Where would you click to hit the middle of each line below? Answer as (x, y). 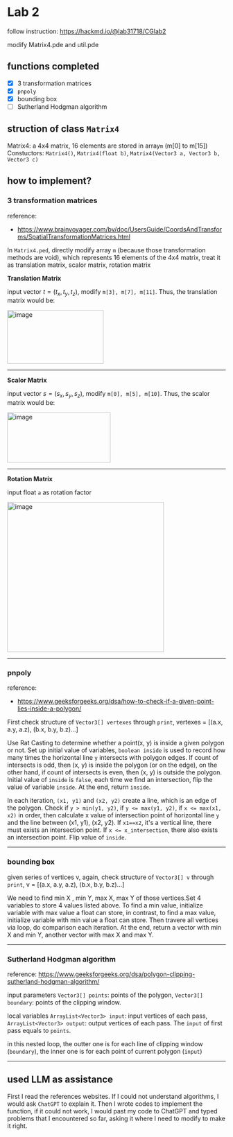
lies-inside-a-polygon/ (49, 709)
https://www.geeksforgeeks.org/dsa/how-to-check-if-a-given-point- (116, 702)
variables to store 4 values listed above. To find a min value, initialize (105, 905)
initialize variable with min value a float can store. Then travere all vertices (113, 920)
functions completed (53, 67)
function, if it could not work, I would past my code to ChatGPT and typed (112, 1111)
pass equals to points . (39, 1030)
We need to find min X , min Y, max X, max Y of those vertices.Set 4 (104, 898)
